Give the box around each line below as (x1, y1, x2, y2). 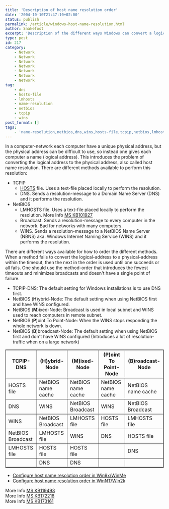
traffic (12, 339, 25, 345)
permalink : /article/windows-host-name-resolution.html (5, 21, 125, 27)
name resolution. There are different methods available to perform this (5, 165, 151, 171)
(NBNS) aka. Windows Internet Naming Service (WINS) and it (20, 233, 147, 240)
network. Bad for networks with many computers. (20, 223, 123, 229)
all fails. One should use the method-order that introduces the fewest (5, 265, 148, 271)
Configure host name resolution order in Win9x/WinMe (12, 473, 126, 479)
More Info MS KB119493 (5, 488, 55, 494)
